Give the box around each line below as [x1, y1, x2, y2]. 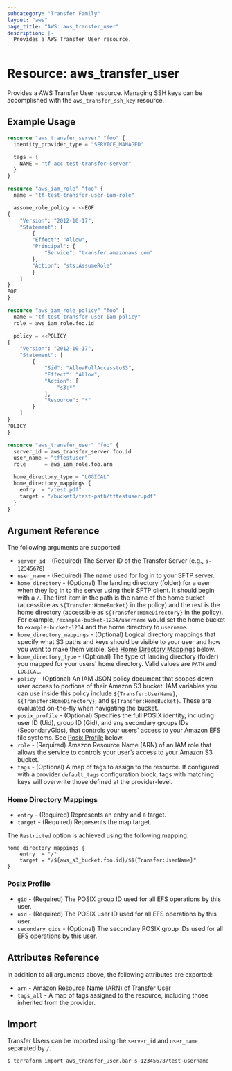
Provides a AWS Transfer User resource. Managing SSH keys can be [7, 89, 203, 97]
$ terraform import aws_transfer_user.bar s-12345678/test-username [7, 1058, 209, 1065]
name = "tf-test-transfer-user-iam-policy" [13, 313, 141, 320]
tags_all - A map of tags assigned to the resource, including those [17, 991, 209, 999]
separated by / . [7, 1044, 52, 1052]
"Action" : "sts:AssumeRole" [32, 262, 113, 269]
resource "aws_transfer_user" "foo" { [7, 442, 119, 449]
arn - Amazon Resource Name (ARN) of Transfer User [17, 984, 171, 992]
